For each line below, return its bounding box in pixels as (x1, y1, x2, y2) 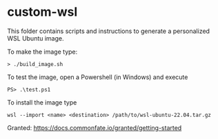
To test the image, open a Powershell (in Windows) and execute (7, 73, 188, 81)
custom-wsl (7, 4, 78, 20)
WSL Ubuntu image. (7, 34, 64, 42)
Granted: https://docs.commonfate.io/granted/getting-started (7, 123, 182, 131)
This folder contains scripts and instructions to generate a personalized (7, 27, 210, 35)
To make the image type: (7, 47, 78, 56)
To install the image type (7, 98, 77, 107)
